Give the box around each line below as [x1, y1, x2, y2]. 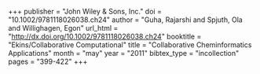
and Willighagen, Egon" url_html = [8, 24, 119, 32]
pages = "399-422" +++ [8, 57, 88, 66]
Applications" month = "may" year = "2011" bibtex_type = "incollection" [8, 49, 240, 57]
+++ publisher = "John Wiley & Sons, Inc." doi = [8, 7, 163, 16]
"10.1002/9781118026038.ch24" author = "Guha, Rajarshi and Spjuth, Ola [8, 15, 244, 24]
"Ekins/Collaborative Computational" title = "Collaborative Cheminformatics [8, 40, 252, 50]
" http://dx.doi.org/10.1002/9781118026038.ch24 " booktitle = [8, 31, 202, 41]
